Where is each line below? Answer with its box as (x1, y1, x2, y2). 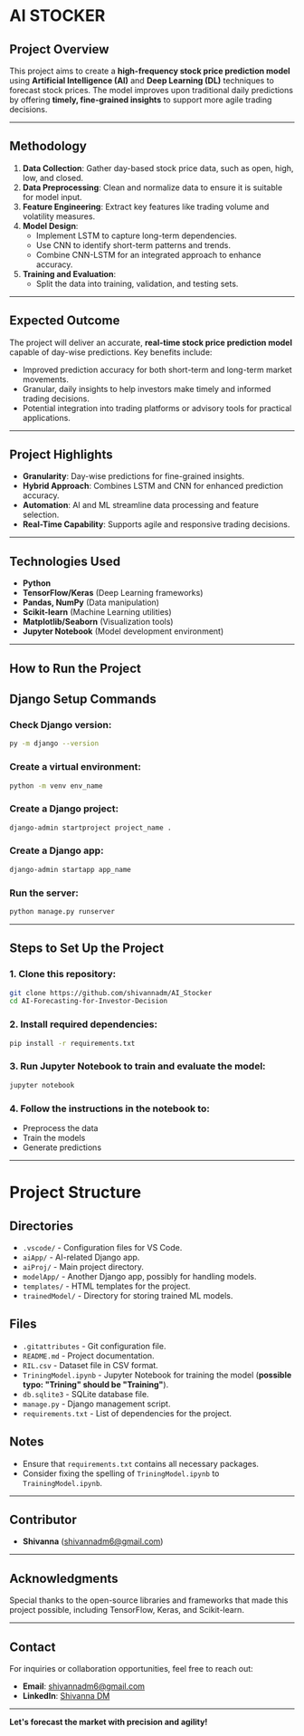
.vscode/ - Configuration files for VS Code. (22, 1242, 183, 1252)
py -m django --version (9, 739, 100, 748)
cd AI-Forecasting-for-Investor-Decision (9, 997, 168, 1006)
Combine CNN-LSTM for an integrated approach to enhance (35, 249, 262, 260)
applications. (22, 412, 71, 423)
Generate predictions (22, 1142, 102, 1153)
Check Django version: (9, 718, 112, 731)
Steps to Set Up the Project (9, 941, 165, 956)
